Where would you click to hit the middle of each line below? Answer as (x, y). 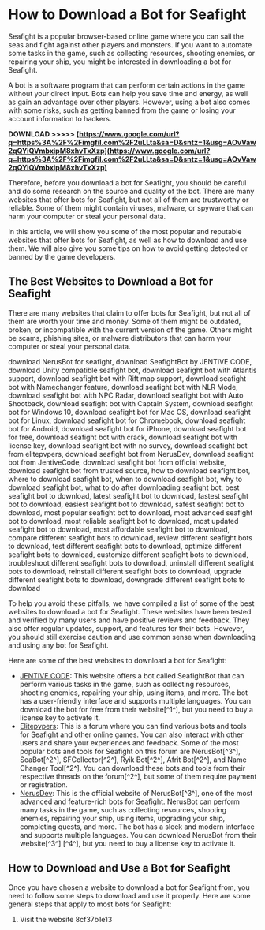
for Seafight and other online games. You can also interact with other (132, 734)
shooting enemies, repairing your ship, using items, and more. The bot (134, 693)
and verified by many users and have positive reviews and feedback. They (129, 620)
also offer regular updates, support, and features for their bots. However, (126, 628)
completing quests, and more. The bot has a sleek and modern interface (137, 827)
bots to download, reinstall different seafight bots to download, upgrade (125, 571)
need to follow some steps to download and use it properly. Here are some (129, 895)
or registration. (44, 784)
